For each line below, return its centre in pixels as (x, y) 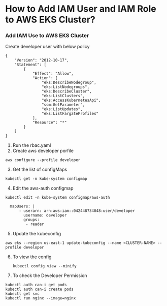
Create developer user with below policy (47, 47)
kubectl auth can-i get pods (36, 285)
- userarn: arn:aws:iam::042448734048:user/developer (77, 211)
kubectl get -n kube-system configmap (46, 179)
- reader (35, 224)
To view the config (32, 257)
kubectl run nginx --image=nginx (41, 298)
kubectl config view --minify (45, 266)
